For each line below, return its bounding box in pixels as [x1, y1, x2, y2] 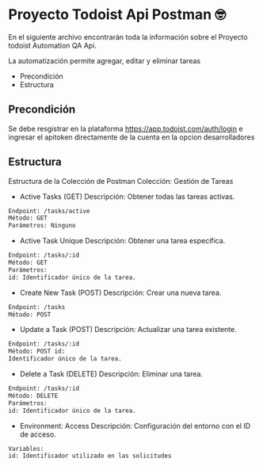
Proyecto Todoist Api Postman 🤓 [8, 6, 227, 24]
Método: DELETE [8, 392, 59, 399]
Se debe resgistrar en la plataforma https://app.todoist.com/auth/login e [8, 124, 243, 133]
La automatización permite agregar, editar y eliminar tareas [8, 55, 200, 65]
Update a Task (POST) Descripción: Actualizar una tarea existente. [19, 325, 237, 334]
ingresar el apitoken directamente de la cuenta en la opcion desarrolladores [8, 132, 255, 142]
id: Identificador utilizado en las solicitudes [8, 452, 172, 460]
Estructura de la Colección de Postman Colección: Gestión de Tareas [8, 176, 234, 185]
